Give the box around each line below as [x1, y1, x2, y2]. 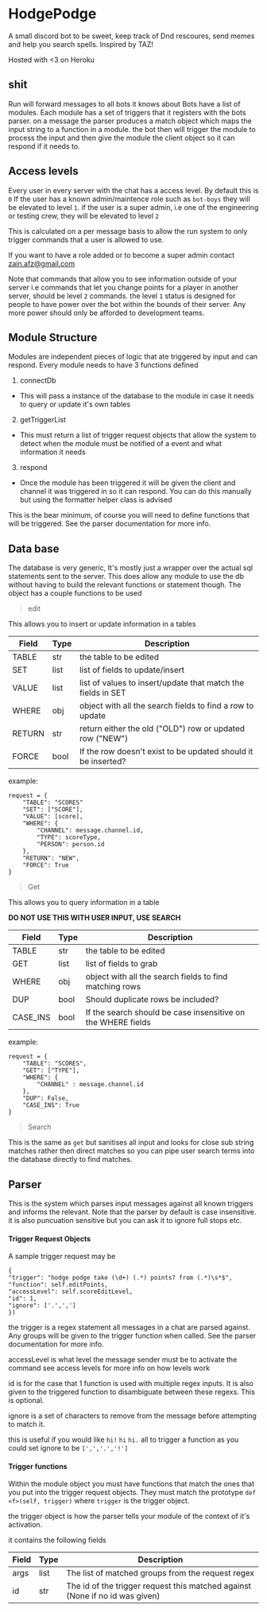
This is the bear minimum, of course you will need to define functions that [8, 511, 250, 520]
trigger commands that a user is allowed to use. [8, 235, 164, 244]
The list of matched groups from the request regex [66, 1567, 254, 1579]
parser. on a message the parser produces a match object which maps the [8, 116, 252, 126]
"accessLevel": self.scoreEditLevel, [8, 1288, 133, 1296]
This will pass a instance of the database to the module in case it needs [19, 391, 254, 401]
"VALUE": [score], [22, 813, 83, 821]
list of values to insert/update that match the [79, 678, 245, 689]
